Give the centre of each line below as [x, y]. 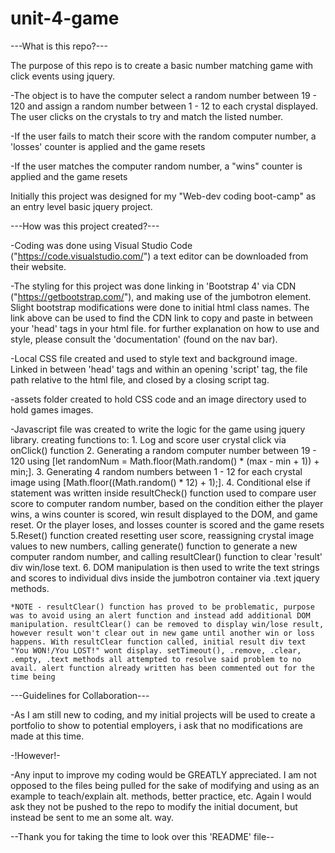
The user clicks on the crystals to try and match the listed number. [147, 116]
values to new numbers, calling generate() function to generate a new [154, 546]
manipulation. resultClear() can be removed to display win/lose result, [167, 624]
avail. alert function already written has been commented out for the [162, 668]
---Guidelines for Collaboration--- [80, 695]
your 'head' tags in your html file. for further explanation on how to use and [165, 328]
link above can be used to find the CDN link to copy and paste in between [162, 318]
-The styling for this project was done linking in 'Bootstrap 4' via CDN [153, 286]
